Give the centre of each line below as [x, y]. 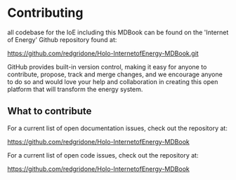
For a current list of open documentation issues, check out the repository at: [118, 128]
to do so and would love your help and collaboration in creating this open [113, 81]
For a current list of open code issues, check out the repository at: [103, 155]
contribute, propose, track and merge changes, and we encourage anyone [115, 74]
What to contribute [50, 111]
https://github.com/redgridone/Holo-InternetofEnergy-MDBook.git [103, 53]
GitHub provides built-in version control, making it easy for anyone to [107, 67]
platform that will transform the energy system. [75, 89]
